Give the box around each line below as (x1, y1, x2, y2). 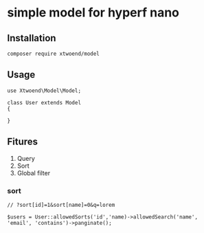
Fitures (7, 136, 38, 148)
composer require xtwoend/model (7, 50, 100, 57)
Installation (7, 32, 56, 44)
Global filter (16, 168, 50, 177)
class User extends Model (7, 99, 81, 106)
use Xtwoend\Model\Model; (7, 87, 81, 94)
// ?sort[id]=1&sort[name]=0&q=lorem (7, 201, 115, 208)
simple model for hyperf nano (7, 5, 180, 21)
